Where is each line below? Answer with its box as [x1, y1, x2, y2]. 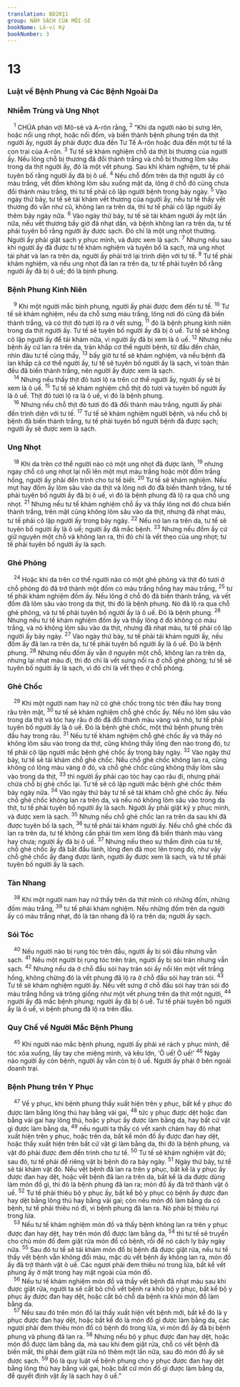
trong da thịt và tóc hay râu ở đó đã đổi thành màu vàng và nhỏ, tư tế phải [7, 715, 224, 723]
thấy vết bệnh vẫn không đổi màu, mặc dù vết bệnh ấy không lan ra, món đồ [7, 1253, 231, 1261]
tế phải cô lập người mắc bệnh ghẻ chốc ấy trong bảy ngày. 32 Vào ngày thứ [7, 747, 231, 756]
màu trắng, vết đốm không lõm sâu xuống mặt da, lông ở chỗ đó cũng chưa [7, 179, 229, 187]
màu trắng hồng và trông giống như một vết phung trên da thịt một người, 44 [7, 988, 231, 998]
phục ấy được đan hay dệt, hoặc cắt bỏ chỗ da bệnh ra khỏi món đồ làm [7, 1292, 219, 1301]
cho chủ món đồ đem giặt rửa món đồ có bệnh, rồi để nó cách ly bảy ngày [7, 1236, 226, 1245]
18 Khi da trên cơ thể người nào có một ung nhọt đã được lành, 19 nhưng [14, 459, 224, 468]
